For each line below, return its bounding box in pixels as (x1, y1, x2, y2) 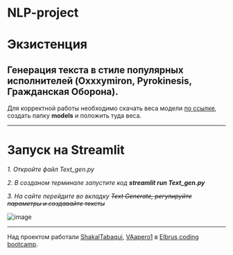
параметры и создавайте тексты (7, 200, 105, 208)
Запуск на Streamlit (7, 142, 125, 158)
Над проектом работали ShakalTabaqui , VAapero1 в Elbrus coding (7, 233, 199, 241)
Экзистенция (7, 37, 88, 53)
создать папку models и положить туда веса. (7, 112, 142, 120)
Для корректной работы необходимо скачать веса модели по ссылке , (7, 104, 217, 112)
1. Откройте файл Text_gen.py (7, 165, 95, 174)
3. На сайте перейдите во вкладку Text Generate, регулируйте (7, 192, 192, 200)
